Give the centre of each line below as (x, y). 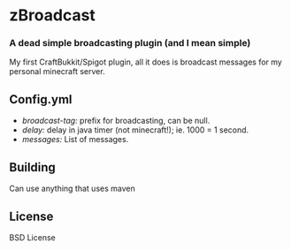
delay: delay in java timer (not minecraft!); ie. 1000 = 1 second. (135, 130)
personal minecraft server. (57, 72)
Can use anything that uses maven (72, 189)
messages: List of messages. (75, 140)
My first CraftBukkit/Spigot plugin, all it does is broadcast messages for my (146, 62)
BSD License (32, 237)
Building (32, 167)
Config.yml (41, 99)
